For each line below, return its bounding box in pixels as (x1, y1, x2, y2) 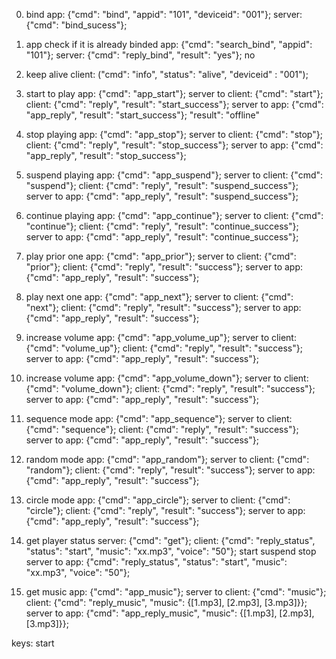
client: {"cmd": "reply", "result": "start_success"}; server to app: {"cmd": (25, 99, 324, 110)
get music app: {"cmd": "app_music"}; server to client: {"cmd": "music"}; (25, 586, 327, 598)
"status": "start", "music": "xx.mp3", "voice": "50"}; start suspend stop (25, 545, 317, 557)
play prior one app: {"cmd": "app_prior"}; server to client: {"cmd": (25, 250, 297, 262)
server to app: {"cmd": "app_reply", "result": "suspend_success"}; (25, 190, 299, 202)
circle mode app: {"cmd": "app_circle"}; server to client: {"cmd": (25, 494, 291, 506)
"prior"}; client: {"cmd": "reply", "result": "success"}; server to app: (25, 261, 303, 273)
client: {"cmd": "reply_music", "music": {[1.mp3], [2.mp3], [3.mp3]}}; (25, 597, 308, 608)
